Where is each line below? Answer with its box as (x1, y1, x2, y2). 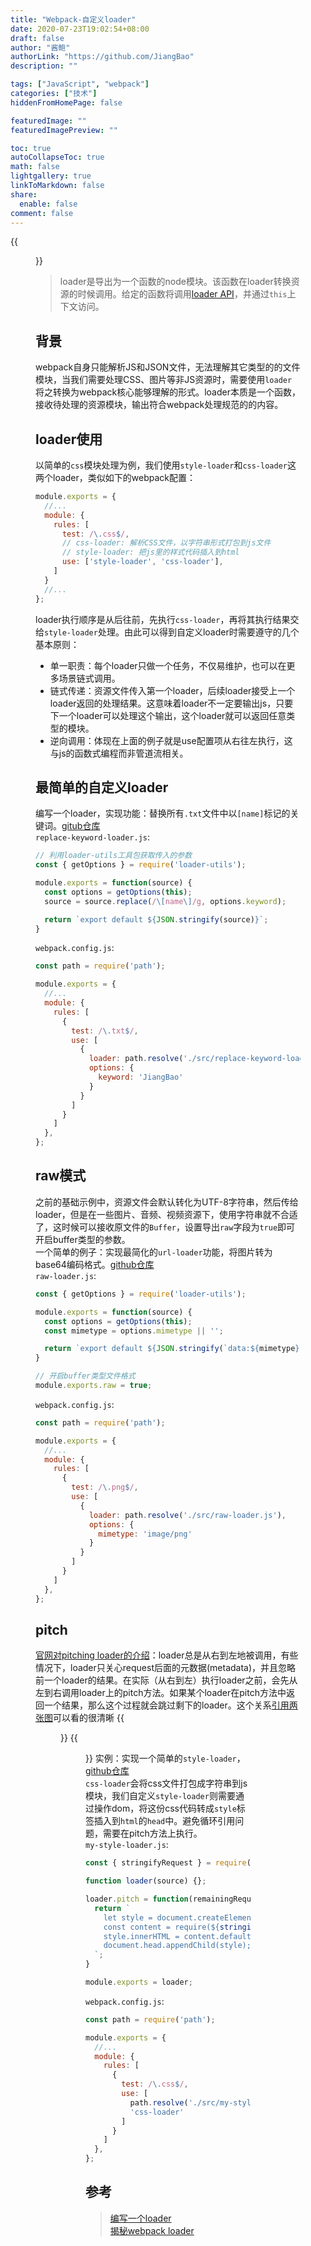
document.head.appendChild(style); (103, 1941, 252, 1951)
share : (10, 189, 38, 200)
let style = (103, 1912, 153, 1923)
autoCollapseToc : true (10, 152, 105, 163)
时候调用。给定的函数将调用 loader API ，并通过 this (77, 288, 288, 300)
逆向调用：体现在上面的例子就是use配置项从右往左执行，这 (49, 734, 293, 746)
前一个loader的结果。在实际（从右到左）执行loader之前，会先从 (35, 1674, 298, 1686)
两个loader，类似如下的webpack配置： (35, 472, 196, 483)
